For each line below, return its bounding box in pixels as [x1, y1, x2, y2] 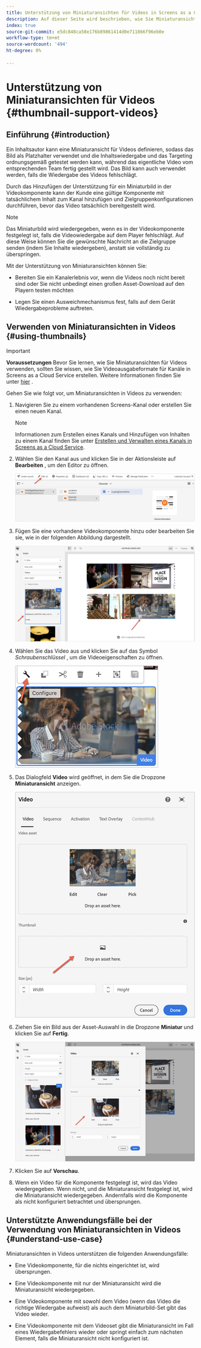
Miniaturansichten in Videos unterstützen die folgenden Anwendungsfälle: [6, 1250, 188, 1257]
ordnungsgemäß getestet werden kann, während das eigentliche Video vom [6, 158, 193, 165]
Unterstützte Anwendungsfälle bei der [6, 1216, 153, 1226]
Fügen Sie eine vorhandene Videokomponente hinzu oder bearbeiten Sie [14, 527, 194, 535]
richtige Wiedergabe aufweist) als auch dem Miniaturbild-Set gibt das [14, 1304, 187, 1311]
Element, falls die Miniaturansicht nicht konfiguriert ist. [14, 1334, 150, 1342]
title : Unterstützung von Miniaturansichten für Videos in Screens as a [6, 10, 191, 16]
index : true [6, 22, 36, 28]
